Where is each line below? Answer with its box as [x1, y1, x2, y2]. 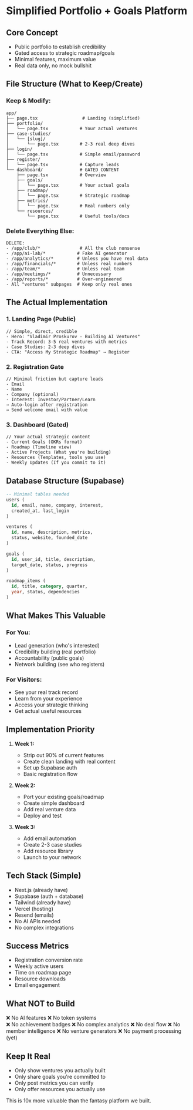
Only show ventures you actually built [14, 1067, 106, 1073]
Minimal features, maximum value [14, 56, 96, 62]
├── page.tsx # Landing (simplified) [6, 115, 141, 121]
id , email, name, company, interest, [11, 502, 104, 508]
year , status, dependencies [11, 589, 80, 595]
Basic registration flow [23, 770, 78, 777]
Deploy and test [23, 812, 62, 819]
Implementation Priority [6, 725, 95, 735]
